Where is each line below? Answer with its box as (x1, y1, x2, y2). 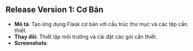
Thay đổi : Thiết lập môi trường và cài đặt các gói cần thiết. (14, 33, 158, 40)
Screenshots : (14, 39, 49, 46)
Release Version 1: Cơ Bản (5, 5, 104, 15)
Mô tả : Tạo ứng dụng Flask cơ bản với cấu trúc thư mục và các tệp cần (14, 20, 188, 27)
